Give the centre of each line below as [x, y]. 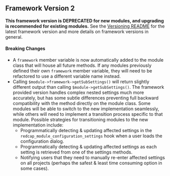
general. [14, 37]
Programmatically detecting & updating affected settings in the [86, 131]
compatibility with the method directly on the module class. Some [81, 104]
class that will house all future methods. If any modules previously [82, 65]
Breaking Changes [25, 48]
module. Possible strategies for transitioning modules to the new [80, 120]
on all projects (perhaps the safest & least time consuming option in [91, 163]
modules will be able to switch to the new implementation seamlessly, [86, 109]
